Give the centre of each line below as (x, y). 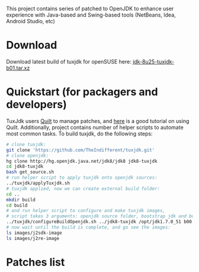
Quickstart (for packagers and (82, 92)
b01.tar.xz (18, 68)
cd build (17, 205)
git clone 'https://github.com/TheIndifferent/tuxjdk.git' (81, 150)
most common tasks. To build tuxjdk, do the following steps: (79, 134)
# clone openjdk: (28, 156)
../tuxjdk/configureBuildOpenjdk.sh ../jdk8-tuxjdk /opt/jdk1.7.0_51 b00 (99, 222)
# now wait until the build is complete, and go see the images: (88, 227)
